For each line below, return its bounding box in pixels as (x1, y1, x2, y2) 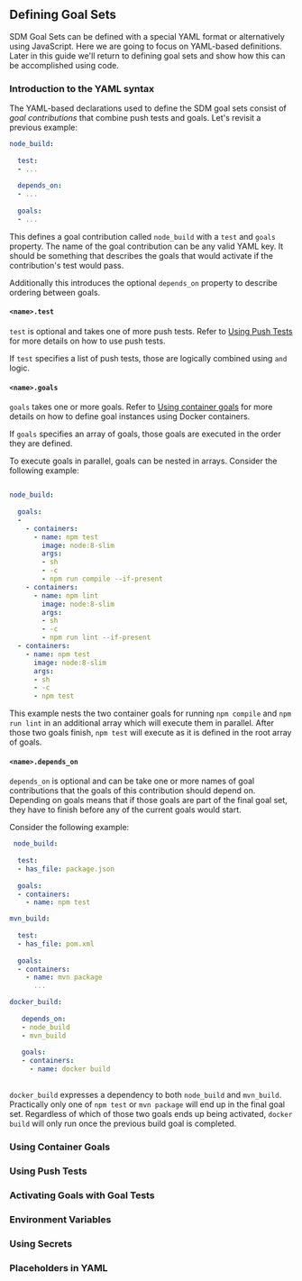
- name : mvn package (25, 973, 103, 982)
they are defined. (9, 438, 73, 449)
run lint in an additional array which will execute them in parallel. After (9, 718, 275, 728)
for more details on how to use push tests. (9, 335, 166, 346)
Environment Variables (9, 1212, 112, 1225)
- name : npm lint (32, 590, 99, 600)
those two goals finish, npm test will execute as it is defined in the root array (9, 727, 292, 738)
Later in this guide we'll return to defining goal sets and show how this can (9, 50, 286, 61)
